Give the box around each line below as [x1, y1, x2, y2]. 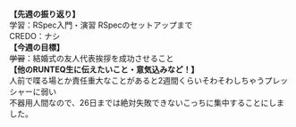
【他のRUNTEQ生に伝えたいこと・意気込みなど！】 [9, 64, 199, 75]
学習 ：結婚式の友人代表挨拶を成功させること [9, 53, 174, 63]
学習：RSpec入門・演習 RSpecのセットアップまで [9, 20, 193, 30]
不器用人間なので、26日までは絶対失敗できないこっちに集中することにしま [9, 98, 284, 107]
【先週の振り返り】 [9, 9, 80, 19]
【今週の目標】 [9, 42, 64, 52]
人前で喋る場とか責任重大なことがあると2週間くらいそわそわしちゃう [9, 75, 266, 85]
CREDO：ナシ [9, 31, 61, 41]
